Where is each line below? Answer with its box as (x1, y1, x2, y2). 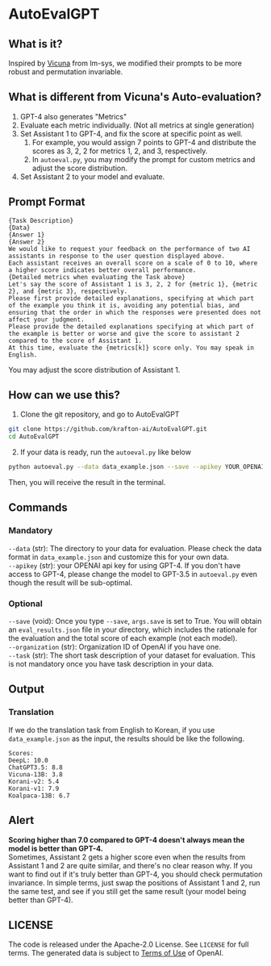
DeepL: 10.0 (8, 756, 48, 764)
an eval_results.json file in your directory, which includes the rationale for (8, 625, 257, 634)
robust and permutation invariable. (8, 67, 123, 77)
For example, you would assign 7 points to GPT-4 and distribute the (31, 137, 256, 147)
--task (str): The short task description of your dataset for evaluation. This (8, 650, 256, 660)
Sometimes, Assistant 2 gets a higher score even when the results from (8, 852, 246, 862)
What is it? (8, 37, 63, 51)
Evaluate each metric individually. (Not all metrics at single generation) (19, 120, 255, 130)
